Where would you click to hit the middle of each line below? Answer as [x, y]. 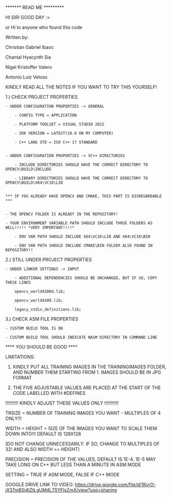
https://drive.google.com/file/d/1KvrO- [115, 484]
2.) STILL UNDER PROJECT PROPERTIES [49, 260]
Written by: [17, 37]
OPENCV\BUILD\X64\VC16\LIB [34, 183]
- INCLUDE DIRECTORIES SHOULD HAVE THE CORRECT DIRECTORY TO [81, 165]
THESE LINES [18, 282]
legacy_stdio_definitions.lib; [48, 310]
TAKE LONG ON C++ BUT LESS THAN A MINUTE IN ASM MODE [73, 465]
